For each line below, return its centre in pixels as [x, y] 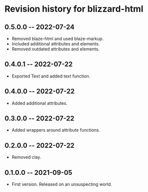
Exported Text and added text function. [51, 76]
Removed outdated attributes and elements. [55, 49]
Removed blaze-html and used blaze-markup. [57, 38]
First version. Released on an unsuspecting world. [62, 184]
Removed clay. [26, 157]
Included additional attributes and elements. [56, 44]
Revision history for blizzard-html [74, 9]
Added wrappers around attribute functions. [56, 130]
